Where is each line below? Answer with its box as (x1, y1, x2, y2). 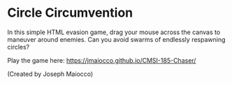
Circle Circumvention (7, 5, 133, 21)
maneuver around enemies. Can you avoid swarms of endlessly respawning (7, 35, 226, 43)
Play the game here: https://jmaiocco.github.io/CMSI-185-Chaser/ (7, 56, 196, 64)
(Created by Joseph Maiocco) (7, 70, 94, 78)
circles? (7, 42, 30, 51)
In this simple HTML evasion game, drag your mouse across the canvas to (7, 28, 221, 36)
